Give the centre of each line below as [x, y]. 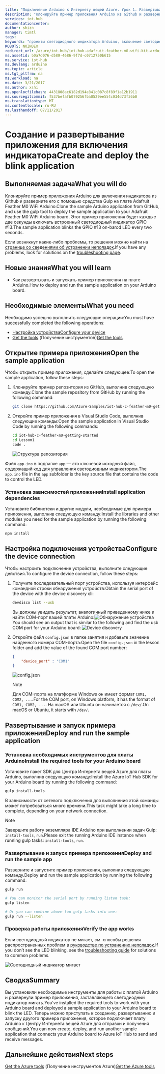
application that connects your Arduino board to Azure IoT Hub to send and [81, 1034]
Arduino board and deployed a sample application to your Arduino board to [81, 1008]
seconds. [14, 232]
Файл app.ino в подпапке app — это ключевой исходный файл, [70, 463]
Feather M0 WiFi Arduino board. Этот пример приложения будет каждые [81, 216]
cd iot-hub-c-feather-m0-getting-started [55, 436]
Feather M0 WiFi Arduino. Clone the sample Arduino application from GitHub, [82, 206]
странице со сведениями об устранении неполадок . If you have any [76, 247]
